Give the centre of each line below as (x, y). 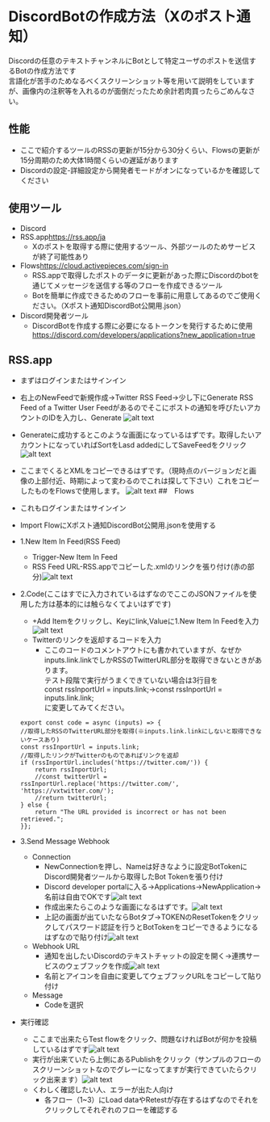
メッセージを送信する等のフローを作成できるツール (138, 285)
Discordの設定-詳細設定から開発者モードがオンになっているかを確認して (140, 170)
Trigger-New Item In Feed (75, 557)
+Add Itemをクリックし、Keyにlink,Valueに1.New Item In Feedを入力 (145, 621)
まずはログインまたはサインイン (73, 380)
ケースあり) (43, 740)
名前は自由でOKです (77, 897)
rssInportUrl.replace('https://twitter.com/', (100, 784)
